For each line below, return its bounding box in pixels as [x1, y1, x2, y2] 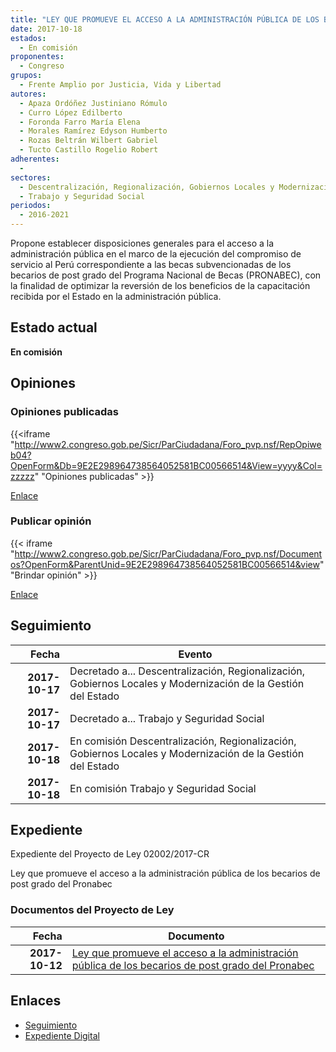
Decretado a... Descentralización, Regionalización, [69, 664, 306, 678]
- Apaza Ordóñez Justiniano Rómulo [19, 98, 168, 108]
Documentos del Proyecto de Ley [10, 903, 175, 917]
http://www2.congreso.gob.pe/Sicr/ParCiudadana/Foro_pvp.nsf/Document [14, 547, 323, 560]
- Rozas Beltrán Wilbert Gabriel [19, 136, 159, 146]
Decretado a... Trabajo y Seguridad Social [69, 711, 265, 725]
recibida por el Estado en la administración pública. [10, 291, 222, 302]
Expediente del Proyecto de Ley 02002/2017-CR [10, 848, 210, 860]
